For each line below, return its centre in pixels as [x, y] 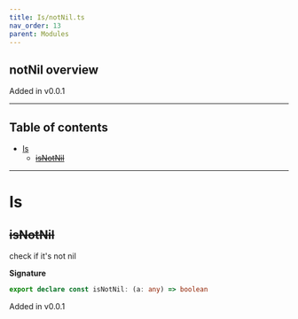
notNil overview [54, 70]
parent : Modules [39, 34]
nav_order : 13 [35, 26]
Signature [28, 273]
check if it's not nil [43, 256]
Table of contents [59, 127]
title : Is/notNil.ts [47, 17]
